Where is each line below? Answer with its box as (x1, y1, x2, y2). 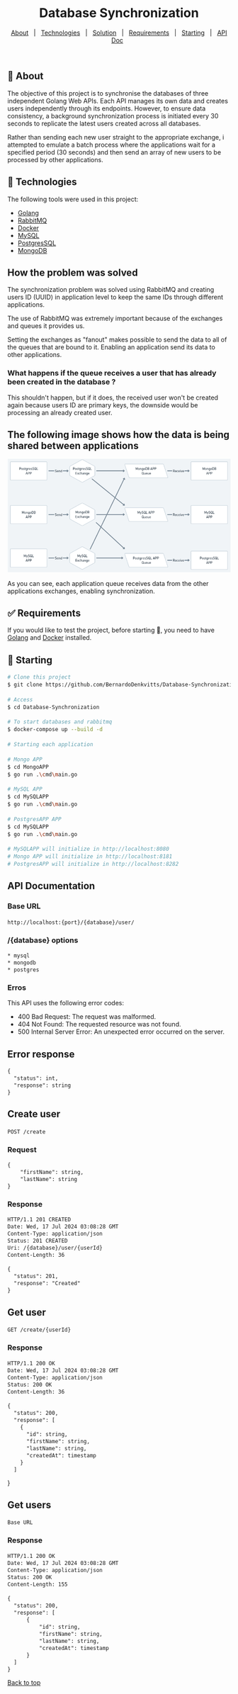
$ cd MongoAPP (7, 763, 50, 770)
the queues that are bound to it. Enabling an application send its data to (7, 343, 216, 351)
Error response (7, 1048, 75, 1060)
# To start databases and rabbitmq (7, 718, 113, 725)
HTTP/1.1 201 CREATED (7, 1216, 72, 1224)
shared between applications (7, 440, 140, 452)
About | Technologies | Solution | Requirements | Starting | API (10, 28, 228, 37)
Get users (7, 1498, 52, 1511)
